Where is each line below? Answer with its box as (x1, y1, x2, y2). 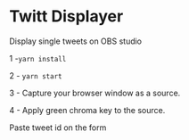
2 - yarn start (9, 70, 62, 81)
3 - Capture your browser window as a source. (9, 87, 181, 98)
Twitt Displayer (9, 6, 124, 27)
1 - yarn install (9, 53, 67, 63)
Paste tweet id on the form (9, 122, 107, 133)
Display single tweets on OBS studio (9, 36, 143, 46)
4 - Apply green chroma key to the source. (9, 104, 166, 115)
